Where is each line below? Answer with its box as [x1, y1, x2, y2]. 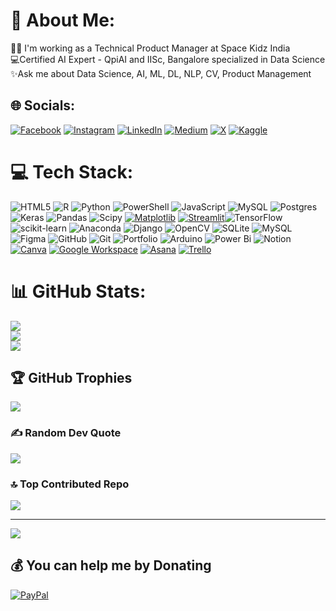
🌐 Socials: [10, 97, 76, 114]
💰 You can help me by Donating [10, 557, 212, 574]
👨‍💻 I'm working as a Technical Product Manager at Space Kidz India [10, 42, 291, 54]
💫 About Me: [10, 9, 116, 32]
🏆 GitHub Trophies [10, 370, 133, 387]
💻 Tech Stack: [10, 160, 134, 183]
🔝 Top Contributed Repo [10, 477, 130, 491]
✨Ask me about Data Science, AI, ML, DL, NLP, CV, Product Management [10, 67, 312, 79]
